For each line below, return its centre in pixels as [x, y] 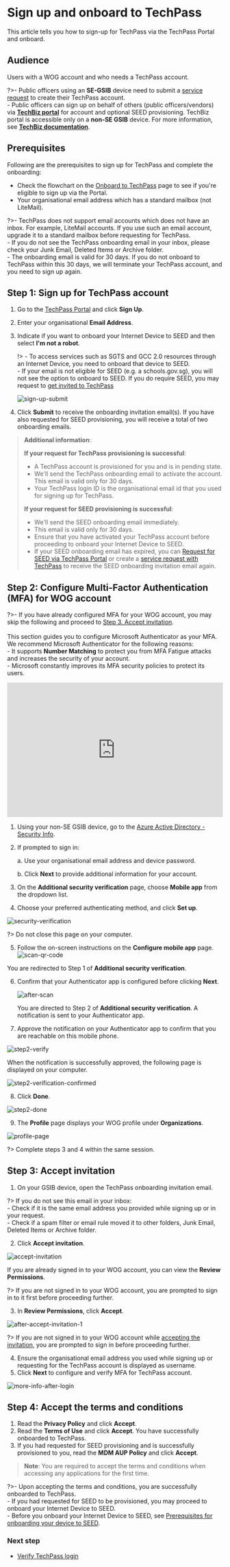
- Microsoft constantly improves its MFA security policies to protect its [106, 666]
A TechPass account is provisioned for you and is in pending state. [128, 467]
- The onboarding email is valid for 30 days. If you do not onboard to [104, 257]
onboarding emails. [44, 427]
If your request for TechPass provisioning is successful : [105, 453]
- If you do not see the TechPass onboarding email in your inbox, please [108, 242]
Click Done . [34, 1096]
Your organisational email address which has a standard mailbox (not [114, 199]
